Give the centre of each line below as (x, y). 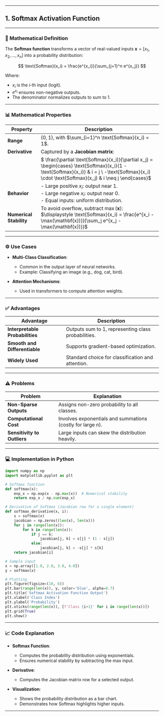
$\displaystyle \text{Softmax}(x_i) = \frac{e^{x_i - (97, 214)
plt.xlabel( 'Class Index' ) (32, 598)
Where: (12, 75)
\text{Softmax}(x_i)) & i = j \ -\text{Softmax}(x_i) (96, 172)
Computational (25, 418)
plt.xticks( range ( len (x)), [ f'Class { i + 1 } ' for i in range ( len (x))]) (77, 607)
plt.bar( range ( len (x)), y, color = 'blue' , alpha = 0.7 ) (60, 588)
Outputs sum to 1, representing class (108, 329)
